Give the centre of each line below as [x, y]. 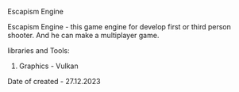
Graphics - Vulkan [48, 66]
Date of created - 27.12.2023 [54, 81]
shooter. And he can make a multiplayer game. [83, 35]
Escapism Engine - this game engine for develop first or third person [119, 27]
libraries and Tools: [39, 50]
